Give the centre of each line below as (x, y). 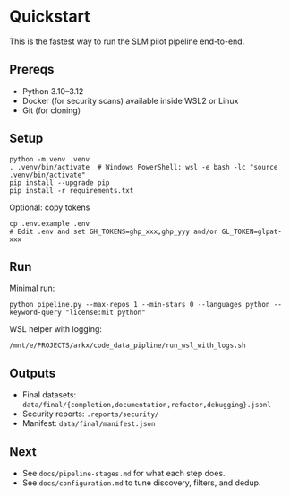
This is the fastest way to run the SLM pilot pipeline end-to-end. (127, 41)
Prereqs (32, 70)
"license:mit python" (106, 313)
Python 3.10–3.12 (53, 91)
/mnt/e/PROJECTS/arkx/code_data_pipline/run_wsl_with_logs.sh (128, 346)
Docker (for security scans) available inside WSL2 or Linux (130, 100)
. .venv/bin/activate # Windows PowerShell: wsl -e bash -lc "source (144, 167)
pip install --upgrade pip (60, 183)
